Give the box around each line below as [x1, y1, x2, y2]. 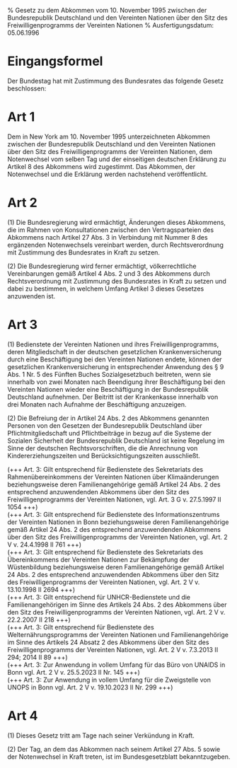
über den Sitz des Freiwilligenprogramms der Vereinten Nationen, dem [7, 147, 213, 156]
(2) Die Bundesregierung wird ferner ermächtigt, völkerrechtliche [7, 262, 197, 270]
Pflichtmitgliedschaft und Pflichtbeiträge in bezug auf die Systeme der [7, 429, 212, 437]
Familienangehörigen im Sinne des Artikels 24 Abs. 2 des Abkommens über [7, 600, 227, 609]
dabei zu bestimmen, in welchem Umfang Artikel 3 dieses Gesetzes [7, 284, 204, 293]
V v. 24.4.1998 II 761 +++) [7, 540, 82, 549]
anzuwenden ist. [7, 291, 56, 300]
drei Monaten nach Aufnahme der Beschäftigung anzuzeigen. [7, 400, 187, 409]
